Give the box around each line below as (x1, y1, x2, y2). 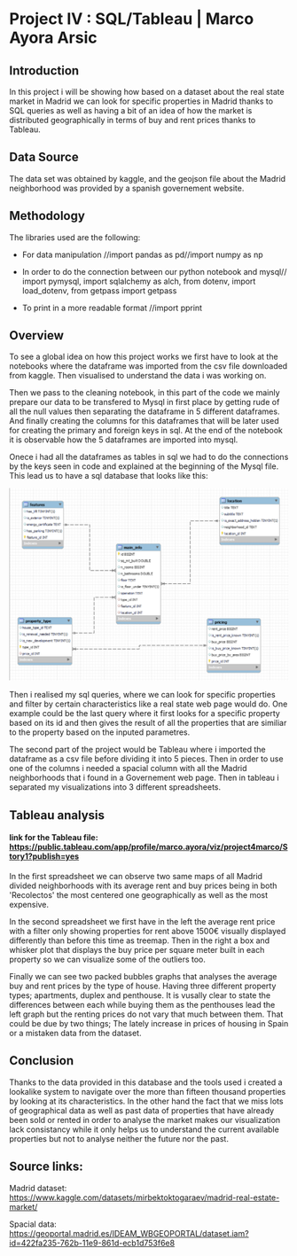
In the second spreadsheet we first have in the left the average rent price (9, 917, 276, 927)
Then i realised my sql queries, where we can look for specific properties (9, 690, 277, 700)
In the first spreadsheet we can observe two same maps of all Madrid (9, 871, 263, 882)
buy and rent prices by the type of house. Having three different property (9, 980, 277, 992)
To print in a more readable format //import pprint (21, 302, 202, 313)
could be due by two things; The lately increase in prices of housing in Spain (9, 1018, 289, 1029)
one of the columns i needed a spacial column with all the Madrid (9, 763, 247, 774)
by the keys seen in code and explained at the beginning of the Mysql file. (9, 461, 279, 472)
